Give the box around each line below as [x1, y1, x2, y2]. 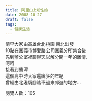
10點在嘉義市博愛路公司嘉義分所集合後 [5, 47, 86, 54]
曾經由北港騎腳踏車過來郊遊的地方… [5, 80, 81, 86]
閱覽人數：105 [5, 90, 35, 96]
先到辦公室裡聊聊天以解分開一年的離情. [5, 54, 88, 60]
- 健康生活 [10, 27, 30, 32]
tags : [5, 21, 17, 27]
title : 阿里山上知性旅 [5, 7, 49, 13]
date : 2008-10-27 [5, 12, 42, 17]
